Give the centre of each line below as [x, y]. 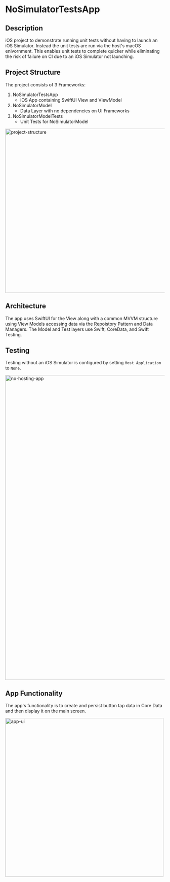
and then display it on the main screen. [46, 711]
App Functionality [34, 693]
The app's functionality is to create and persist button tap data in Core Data [84, 706]
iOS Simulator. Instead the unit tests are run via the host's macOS [73, 46]
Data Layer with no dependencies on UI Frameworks [75, 111]
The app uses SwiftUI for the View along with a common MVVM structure [82, 318]
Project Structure [33, 72]
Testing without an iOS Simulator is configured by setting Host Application [83, 363]
